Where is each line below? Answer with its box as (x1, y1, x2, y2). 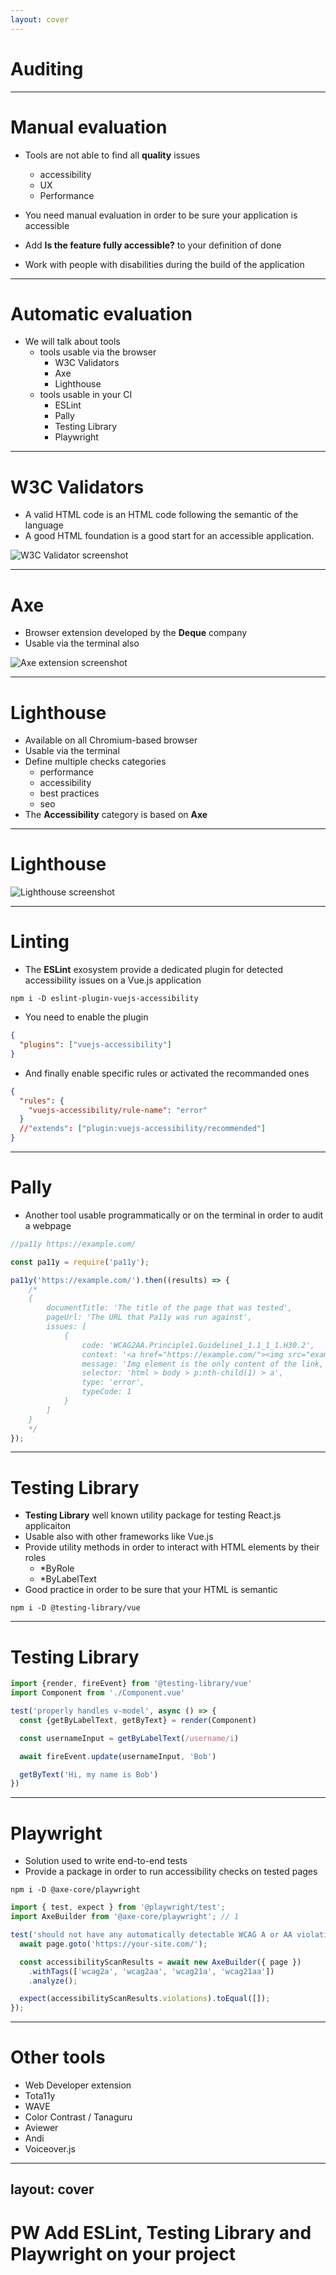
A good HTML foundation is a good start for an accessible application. (24, 530, 315, 542)
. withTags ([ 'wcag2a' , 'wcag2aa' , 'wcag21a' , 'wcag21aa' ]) (28, 1966, 275, 1976)
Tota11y (24, 2090, 56, 2102)
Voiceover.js (24, 2143, 76, 2155)
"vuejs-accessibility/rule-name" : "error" (28, 1105, 208, 1115)
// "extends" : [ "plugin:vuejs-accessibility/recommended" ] (19, 1124, 267, 1134)
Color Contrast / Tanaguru (24, 2111, 133, 2123)
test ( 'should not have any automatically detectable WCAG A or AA (10, 1930, 293, 1940)
